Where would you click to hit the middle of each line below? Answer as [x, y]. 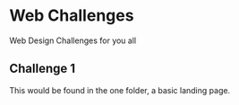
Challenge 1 [43, 69]
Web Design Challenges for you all [73, 40]
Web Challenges [72, 16]
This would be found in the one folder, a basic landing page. [120, 90]
